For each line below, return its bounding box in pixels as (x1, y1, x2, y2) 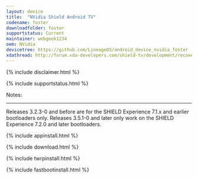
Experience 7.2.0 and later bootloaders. (6, 120, 102, 127)
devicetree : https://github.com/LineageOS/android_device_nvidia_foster (6, 47, 189, 53)
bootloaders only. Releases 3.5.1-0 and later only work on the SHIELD (6, 114, 174, 121)
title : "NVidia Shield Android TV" (6, 14, 96, 20)
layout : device (6, 8, 44, 15)
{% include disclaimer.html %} (6, 68, 80, 75)
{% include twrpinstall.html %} (6, 155, 81, 162)
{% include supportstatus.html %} (6, 80, 89, 87)
